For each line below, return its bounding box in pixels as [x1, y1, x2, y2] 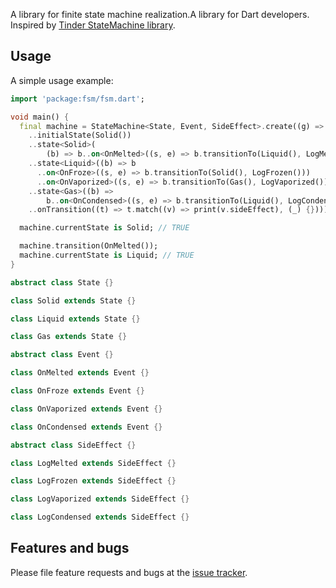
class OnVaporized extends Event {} [10, 404, 163, 414]
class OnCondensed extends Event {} [10, 422, 163, 432]
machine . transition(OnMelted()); [19, 241, 159, 251]
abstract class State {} [10, 277, 114, 288]
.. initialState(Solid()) [28, 130, 132, 141]
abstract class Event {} [10, 350, 114, 360]
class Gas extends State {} [10, 332, 128, 342]
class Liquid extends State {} [10, 314, 141, 324]
